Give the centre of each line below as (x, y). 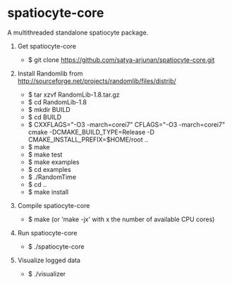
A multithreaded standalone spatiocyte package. (78, 32)
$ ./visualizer (47, 273)
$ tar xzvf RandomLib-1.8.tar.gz (74, 94)
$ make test (45, 154)
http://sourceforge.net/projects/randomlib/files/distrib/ (97, 81)
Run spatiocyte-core (47, 233)
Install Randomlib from (50, 73)
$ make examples (54, 162)
